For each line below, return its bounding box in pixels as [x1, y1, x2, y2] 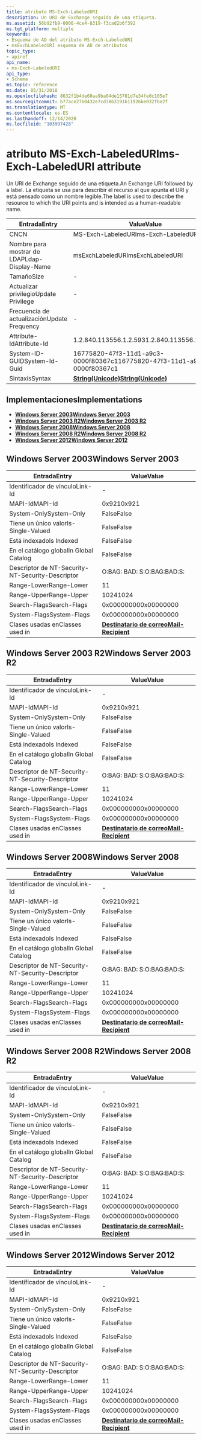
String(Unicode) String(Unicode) [73, 374, 167, 383]
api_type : [6, 71, 31, 77]
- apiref [6, 54, 28, 60]
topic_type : [6, 48, 36, 54]
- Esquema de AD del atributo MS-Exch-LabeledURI [6, 37, 133, 43]
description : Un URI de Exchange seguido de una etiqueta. [6, 14, 158, 21]
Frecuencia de [9, 307, 50, 316]
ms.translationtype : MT [6, 104, 66, 110]
